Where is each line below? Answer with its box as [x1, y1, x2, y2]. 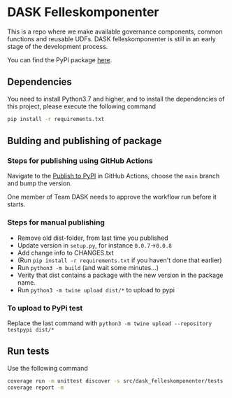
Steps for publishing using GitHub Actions [7, 155, 153, 165]
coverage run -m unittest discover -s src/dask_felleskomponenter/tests [7, 377, 224, 385]
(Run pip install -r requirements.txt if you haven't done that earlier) [17, 256, 222, 264]
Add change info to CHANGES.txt [17, 248, 114, 257]
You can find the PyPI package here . [7, 55, 113, 64]
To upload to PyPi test [7, 303, 83, 313]
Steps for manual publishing [7, 218, 105, 227]
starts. [7, 200, 26, 208]
